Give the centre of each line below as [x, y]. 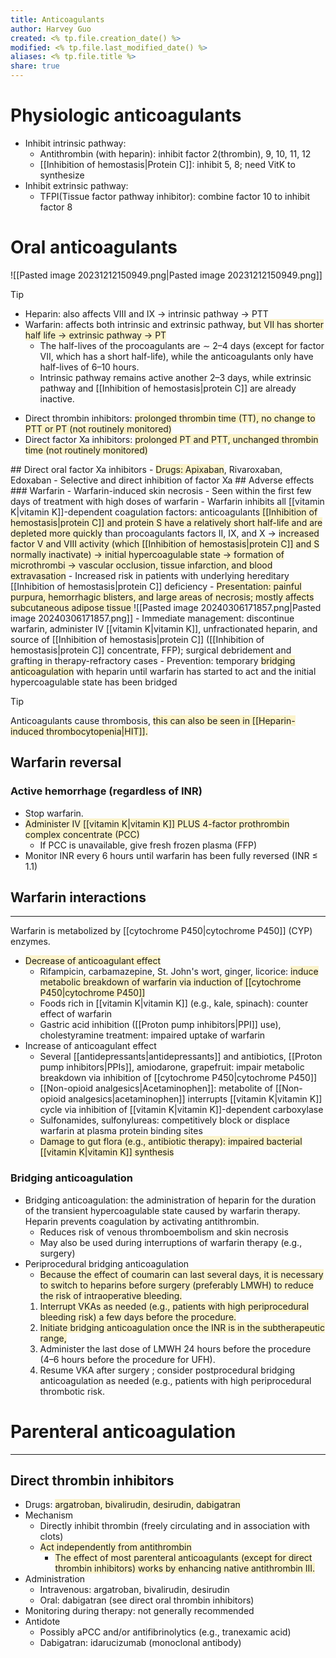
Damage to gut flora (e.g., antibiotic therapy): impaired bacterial [171, 1142]
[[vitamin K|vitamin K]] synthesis [107, 1152]
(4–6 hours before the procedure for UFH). [127, 1359]
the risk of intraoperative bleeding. [111, 1295]
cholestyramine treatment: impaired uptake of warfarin [152, 1035]
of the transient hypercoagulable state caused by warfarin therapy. [162, 1210]
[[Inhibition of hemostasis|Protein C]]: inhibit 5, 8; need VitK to [167, 164]
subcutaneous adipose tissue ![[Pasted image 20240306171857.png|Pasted [166, 607]
